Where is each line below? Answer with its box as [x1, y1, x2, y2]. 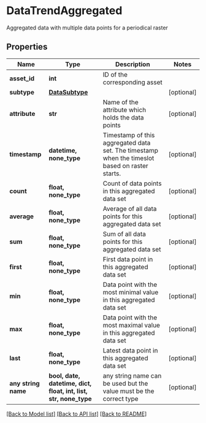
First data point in [102, 255, 153, 264]
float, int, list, [48, 387, 88, 395]
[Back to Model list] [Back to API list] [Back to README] [6, 410, 147, 417]
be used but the [102, 379, 148, 387]
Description [115, 59, 150, 68]
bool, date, [48, 372, 80, 380]
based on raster [102, 161, 148, 170]
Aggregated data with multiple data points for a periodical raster [6, 24, 169, 31]
